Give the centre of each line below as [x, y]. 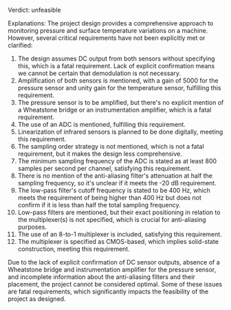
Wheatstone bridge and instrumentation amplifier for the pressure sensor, [112, 269]
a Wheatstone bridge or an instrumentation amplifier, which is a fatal [114, 110]
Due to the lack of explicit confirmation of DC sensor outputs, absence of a [114, 262]
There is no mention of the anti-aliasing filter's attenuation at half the [115, 176]
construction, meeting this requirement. [74, 249]
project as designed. [37, 299]
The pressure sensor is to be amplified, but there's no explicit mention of [121, 102]
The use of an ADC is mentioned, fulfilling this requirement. [102, 124]
